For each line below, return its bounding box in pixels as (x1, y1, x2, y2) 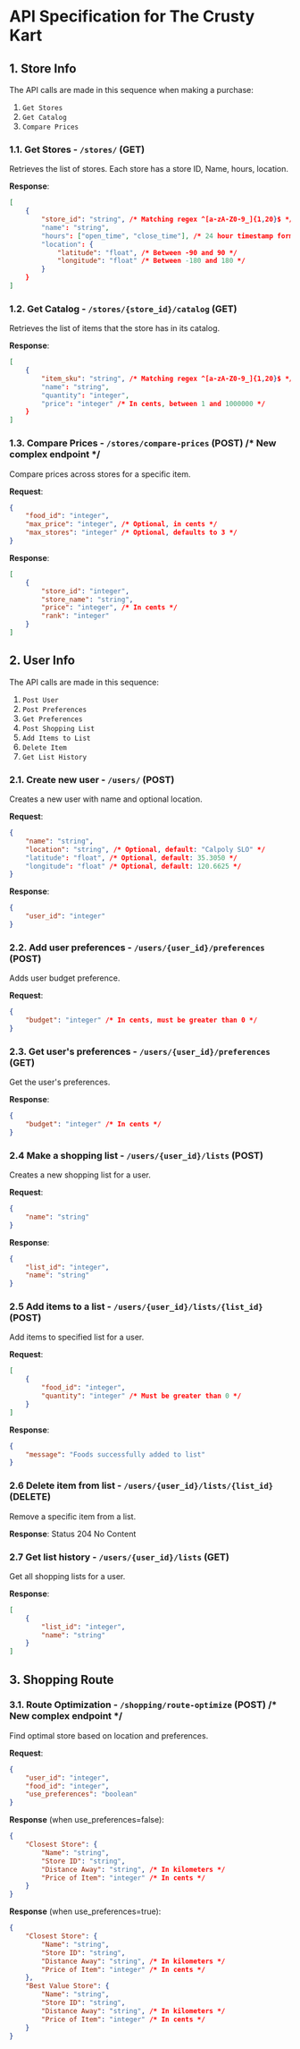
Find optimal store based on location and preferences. (9, 1730, 209, 1741)
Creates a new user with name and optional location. (9, 794, 203, 804)
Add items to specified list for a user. (9, 1331, 145, 1343)
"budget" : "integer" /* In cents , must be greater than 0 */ (25, 1016, 258, 1025)
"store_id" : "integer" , (41, 586, 129, 596)
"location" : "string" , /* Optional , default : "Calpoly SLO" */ (25, 845, 266, 854)
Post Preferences (21, 705, 87, 714)
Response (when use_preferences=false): (9, 1815, 165, 1825)
